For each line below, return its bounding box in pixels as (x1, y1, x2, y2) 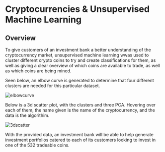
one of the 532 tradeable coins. (5, 142, 70, 148)
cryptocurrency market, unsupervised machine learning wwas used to (5, 52, 149, 58)
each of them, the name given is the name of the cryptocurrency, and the (5, 107, 155, 113)
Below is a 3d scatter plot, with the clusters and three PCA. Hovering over (5, 102, 156, 107)
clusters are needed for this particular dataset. (5, 83, 100, 89)
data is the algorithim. (5, 112, 50, 118)
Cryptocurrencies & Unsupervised (5, 3, 150, 15)
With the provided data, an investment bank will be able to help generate (5, 132, 154, 137)
